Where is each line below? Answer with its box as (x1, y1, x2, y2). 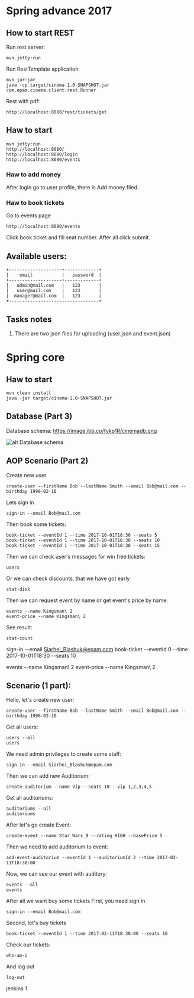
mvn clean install (6, 390, 51, 396)
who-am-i (6, 953, 28, 959)
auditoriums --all (6, 806, 51, 812)
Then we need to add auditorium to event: (6, 843, 108, 850)
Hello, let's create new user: (6, 696, 75, 704)
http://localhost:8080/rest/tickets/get (6, 109, 108, 115)
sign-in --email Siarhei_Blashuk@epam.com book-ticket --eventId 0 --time (6, 645, 188, 652)
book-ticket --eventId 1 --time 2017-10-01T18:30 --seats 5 (6, 532, 158, 538)
